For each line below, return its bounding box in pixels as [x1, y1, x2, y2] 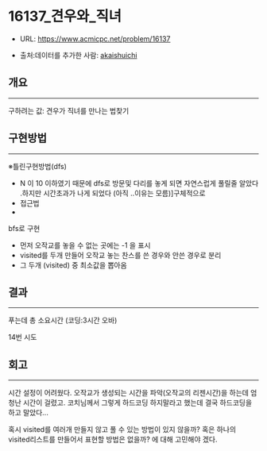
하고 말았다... [8, 408, 49, 418]
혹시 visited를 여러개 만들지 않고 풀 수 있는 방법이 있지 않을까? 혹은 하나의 [8, 425, 237, 434]
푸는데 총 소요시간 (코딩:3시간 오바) [8, 315, 118, 326]
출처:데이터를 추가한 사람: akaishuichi [19, 50, 137, 60]
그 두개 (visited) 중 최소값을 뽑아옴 [19, 260, 127, 270]
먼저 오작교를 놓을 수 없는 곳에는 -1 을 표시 [19, 240, 151, 250]
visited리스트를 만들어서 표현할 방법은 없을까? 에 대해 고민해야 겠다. [8, 434, 218, 445]
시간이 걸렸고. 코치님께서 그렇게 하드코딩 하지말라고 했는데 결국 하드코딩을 [22, 398, 253, 407]
